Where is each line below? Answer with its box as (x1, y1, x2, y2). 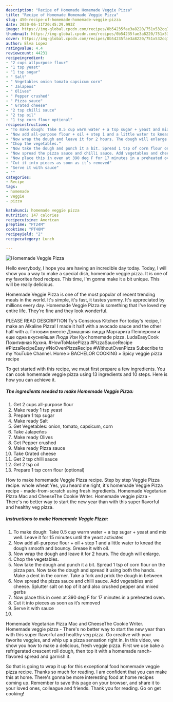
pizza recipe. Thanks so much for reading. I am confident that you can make (6, 669, 167, 675)
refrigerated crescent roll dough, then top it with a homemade (6, 648, 137, 654)
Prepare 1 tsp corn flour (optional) (13, 467, 85, 473)
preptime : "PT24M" (6, 222, 45, 227)
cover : (6, 36, 20, 42)
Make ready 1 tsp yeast (13, 407, 63, 413)
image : (6, 27, 20, 32)
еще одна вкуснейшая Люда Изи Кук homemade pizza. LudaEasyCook (6, 334, 159, 340)
